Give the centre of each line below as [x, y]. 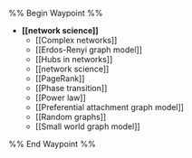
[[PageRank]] [60, 79]
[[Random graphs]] [71, 117]
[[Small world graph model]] [88, 126]
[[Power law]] [61, 98]
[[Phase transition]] [71, 88]
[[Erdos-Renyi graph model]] [88, 50]
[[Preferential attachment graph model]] [110, 107]
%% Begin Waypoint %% [56, 13]
